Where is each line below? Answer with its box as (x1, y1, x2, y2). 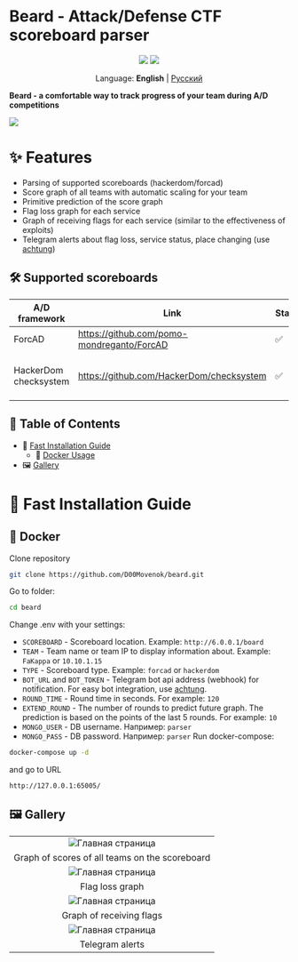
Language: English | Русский (95, 73, 203, 84)
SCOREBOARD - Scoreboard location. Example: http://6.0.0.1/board (21, 637, 264, 647)
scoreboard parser (9, 25, 150, 45)
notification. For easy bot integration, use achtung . (21, 684, 208, 694)
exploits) (21, 224, 54, 235)
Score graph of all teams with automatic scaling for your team (21, 187, 248, 197)
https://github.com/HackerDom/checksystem (78, 369, 267, 381)
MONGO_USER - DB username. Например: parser (21, 722, 192, 733)
